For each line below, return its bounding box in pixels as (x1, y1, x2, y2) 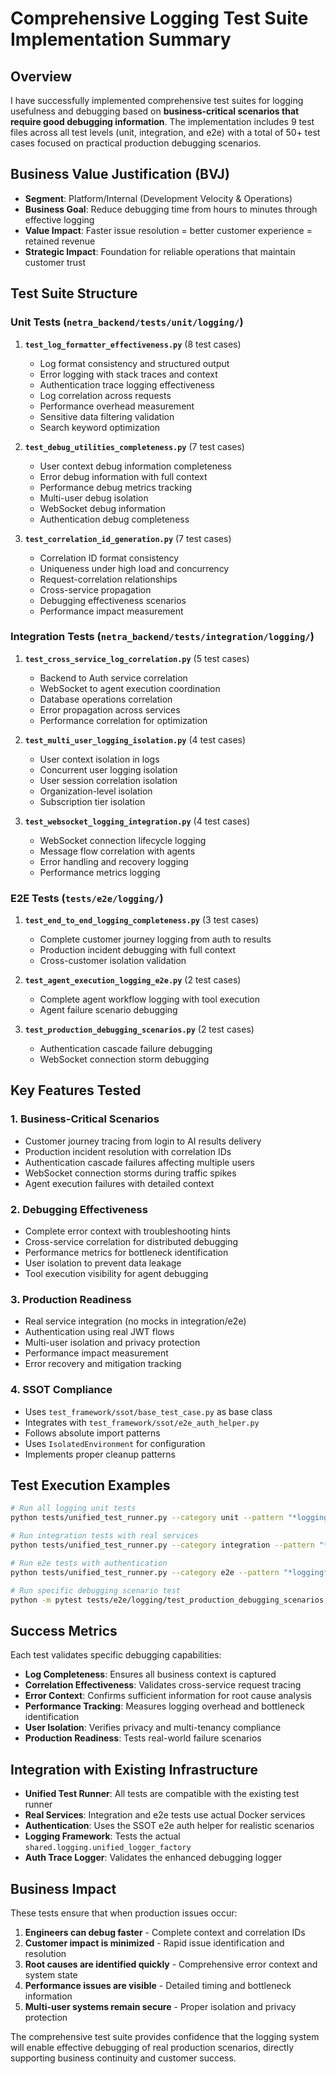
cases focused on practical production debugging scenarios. (10, 137, 262, 149)
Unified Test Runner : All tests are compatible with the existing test (24, 1788, 300, 1800)
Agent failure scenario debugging (39, 1004, 178, 1016)
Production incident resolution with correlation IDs (24, 1145, 232, 1157)
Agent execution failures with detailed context (24, 1177, 215, 1189)
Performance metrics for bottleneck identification (24, 1247, 229, 1259)
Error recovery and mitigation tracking (24, 1358, 182, 1370)
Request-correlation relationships (39, 573, 178, 585)
